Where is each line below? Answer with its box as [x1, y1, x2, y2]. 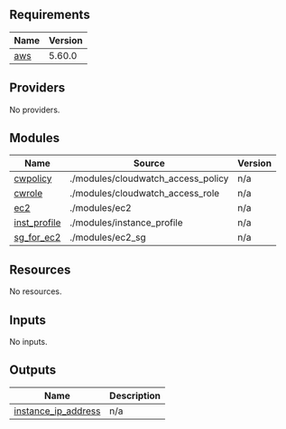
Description [109, 389, 161, 402]
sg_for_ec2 [14, 231, 61, 243]
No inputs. [9, 337, 48, 348]
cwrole [14, 187, 43, 200]
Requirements [9, 7, 90, 23]
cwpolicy [14, 172, 52, 185]
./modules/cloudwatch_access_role [69, 187, 220, 200]
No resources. [9, 286, 62, 297]
